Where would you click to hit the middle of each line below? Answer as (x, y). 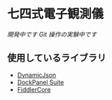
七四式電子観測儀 (56, 14)
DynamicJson (36, 75)
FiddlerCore (34, 89)
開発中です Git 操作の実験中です (52, 34)
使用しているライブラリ (57, 58)
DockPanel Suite (40, 82)
